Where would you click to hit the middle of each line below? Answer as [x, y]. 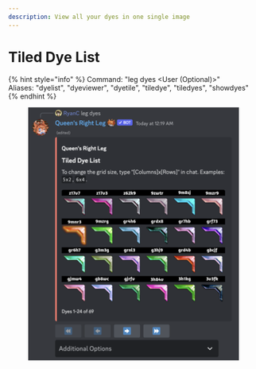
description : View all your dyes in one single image [99, 17]
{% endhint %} [33, 96]
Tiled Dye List [54, 57]
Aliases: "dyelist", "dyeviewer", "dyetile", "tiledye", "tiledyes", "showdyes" [128, 87]
